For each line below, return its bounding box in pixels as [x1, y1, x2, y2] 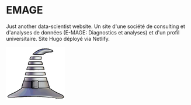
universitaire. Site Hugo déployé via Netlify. [6, 35, 110, 42]
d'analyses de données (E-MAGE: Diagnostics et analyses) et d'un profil [6, 29, 180, 36]
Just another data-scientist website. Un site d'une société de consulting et [6, 23, 186, 30]
